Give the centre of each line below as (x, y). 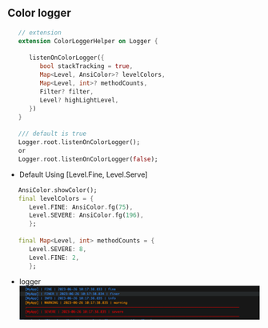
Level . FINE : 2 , (54, 258)
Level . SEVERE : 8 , (58, 249)
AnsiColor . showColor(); (58, 190)
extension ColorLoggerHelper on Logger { (88, 41)
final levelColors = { (56, 198)
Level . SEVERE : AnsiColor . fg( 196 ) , (86, 215)
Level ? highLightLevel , (79, 100)
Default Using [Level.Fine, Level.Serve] (83, 174)
